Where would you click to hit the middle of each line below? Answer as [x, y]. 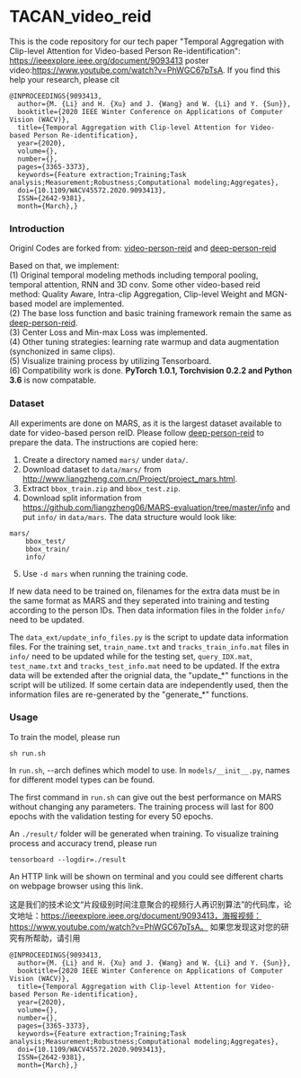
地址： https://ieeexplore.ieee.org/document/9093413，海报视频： [139, 915]
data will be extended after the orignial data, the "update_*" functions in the [149, 675]
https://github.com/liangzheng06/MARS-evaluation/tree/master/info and [156, 507]
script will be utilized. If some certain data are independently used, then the [149, 685]
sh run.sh [28, 753]
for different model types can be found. [82, 780]
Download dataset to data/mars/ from [92, 469]
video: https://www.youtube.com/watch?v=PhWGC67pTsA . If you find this [145, 70]
